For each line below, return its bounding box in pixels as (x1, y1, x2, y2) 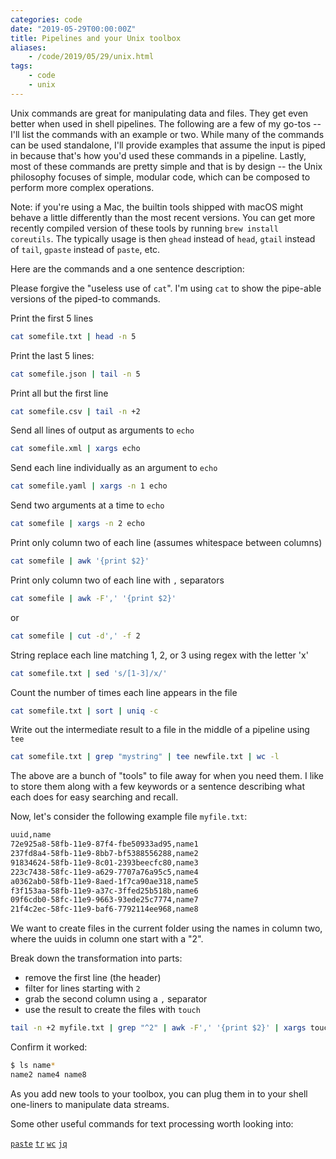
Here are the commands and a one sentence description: (10, 262, 245, 275)
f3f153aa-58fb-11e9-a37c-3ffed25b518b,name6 (10, 886, 199, 896)
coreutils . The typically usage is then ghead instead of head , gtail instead (10, 232, 316, 245)
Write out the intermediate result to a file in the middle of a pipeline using (10, 724, 310, 736)
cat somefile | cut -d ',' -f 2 (10, 631, 141, 641)
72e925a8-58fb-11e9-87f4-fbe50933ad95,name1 (10, 839, 199, 850)
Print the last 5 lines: (10, 349, 95, 361)
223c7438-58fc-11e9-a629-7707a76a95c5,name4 (10, 867, 199, 877)
